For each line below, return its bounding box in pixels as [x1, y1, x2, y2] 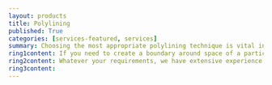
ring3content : [8, 65, 57, 73]
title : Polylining [8, 19, 70, 28]
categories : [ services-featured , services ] [8, 34, 158, 43]
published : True [8, 27, 63, 35]
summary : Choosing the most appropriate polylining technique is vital [8, 42, 255, 50]
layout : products [8, 11, 67, 20]
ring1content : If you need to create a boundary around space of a [8, 49, 241, 57]
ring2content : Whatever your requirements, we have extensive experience [8, 57, 263, 66]
